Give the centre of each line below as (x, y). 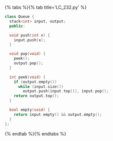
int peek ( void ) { (27, 77)
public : (17, 26)
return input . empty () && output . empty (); (58, 114)
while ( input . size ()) (41, 86)
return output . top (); (36, 96)
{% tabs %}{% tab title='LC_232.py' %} (46, 7)
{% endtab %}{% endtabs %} (36, 133)
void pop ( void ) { (27, 54)
